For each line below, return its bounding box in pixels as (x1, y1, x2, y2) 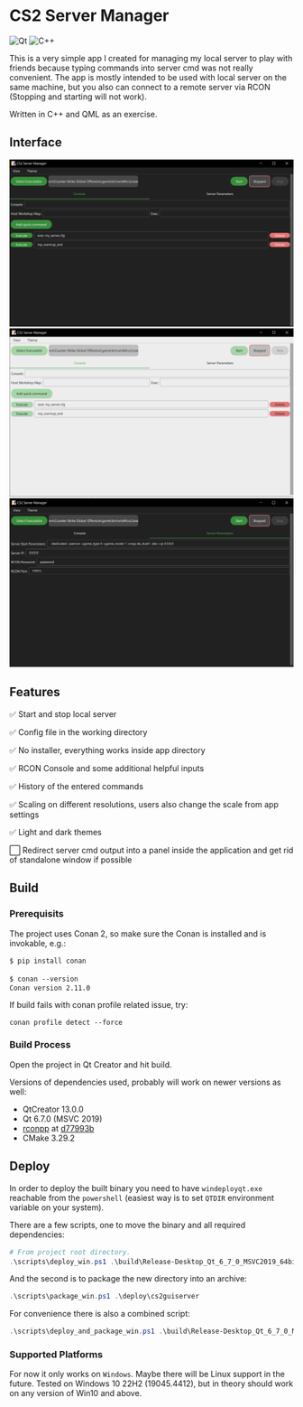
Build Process (9, 1039, 71, 1051)
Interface (9, 135, 62, 150)
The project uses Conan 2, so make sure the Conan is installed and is (9, 927, 267, 939)
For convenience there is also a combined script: (9, 1309, 191, 1319)
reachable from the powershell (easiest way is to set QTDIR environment (9, 1192, 275, 1203)
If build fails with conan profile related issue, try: (9, 999, 188, 1010)
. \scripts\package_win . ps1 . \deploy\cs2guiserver (9, 1292, 200, 1301)
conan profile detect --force (9, 1018, 124, 1027)
